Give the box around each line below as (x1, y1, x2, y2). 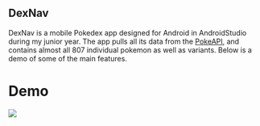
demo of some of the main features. (8, 53, 127, 63)
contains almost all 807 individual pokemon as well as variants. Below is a (8, 44, 252, 55)
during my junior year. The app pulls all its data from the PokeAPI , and (8, 36, 240, 46)
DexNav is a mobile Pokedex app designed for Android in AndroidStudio (8, 27, 247, 37)
